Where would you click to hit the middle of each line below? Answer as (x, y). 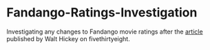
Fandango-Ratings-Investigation (102, 13)
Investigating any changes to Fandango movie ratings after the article (105, 32)
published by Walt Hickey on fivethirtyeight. (68, 38)
